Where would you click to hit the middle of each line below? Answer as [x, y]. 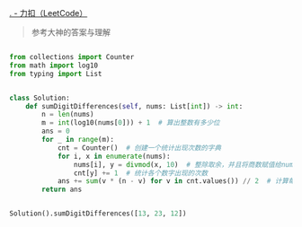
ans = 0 [56, 131]
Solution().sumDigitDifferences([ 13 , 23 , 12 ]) [98, 214]
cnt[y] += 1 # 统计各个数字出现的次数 [141, 173]
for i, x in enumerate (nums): [114, 156]
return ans [62, 190]
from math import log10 [54, 65]
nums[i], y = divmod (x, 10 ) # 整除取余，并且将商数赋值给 [177, 164]
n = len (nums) [68, 115]
